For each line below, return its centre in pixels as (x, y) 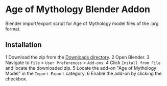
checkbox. (16, 79)
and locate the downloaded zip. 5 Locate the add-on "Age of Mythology (81, 68)
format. (13, 28)
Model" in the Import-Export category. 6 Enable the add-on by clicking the (83, 73)
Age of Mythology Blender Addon (78, 9)
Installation (23, 45)
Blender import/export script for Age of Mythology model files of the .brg (82, 23)
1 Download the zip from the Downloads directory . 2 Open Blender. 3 (77, 57)
